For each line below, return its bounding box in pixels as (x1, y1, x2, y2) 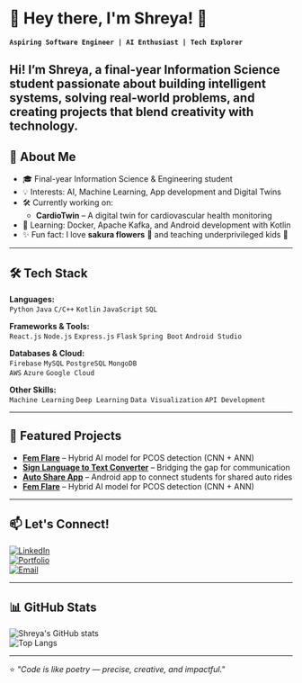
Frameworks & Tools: (9, 320, 90, 331)
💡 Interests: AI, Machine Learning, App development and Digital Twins (22, 186, 281, 197)
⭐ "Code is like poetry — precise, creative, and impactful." (9, 664, 226, 675)
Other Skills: (9, 384, 57, 395)
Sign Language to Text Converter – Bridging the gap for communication (22, 462, 290, 472)
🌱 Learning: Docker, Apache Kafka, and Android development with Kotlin (22, 220, 291, 230)
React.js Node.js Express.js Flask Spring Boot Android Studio (9, 332, 243, 341)
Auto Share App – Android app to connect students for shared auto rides (22, 472, 293, 482)
